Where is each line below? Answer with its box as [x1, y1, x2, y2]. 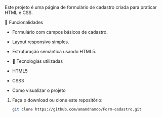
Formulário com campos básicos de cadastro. [12, 29, 108, 35]
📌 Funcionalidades [5, 20, 44, 25]
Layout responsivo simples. [12, 39, 69, 45]
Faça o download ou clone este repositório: [12, 97, 103, 103]
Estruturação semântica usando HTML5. [12, 49, 97, 54]
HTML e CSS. [5, 10, 33, 16]
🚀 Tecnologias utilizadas [12, 58, 63, 64]
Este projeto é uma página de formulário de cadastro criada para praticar [5, 5, 157, 10]
